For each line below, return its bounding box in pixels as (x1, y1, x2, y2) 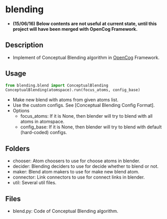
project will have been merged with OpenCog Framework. (12, 26, 138, 32)
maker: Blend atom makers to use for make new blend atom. (12, 169, 139, 175)
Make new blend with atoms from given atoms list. (12, 97, 119, 103)
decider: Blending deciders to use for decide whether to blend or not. (12, 163, 159, 169)
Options (12, 107, 30, 114)
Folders (5, 144, 30, 153)
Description (5, 41, 43, 50)
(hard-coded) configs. (20, 129, 67, 136)
